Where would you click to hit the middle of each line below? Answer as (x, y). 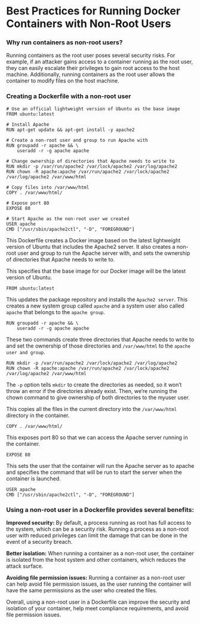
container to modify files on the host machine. (63, 81)
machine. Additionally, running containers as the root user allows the (90, 74)
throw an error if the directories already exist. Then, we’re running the (92, 391)
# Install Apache (28, 124)
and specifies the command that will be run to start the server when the (94, 472)
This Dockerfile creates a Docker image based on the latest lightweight (93, 240)
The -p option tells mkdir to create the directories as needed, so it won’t (94, 385)
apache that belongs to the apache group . (56, 312)
